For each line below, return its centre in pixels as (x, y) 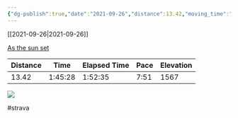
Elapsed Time (106, 65)
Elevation (176, 65)
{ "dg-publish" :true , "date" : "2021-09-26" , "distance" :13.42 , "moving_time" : (119, 14)
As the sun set (28, 47)
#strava (18, 107)
